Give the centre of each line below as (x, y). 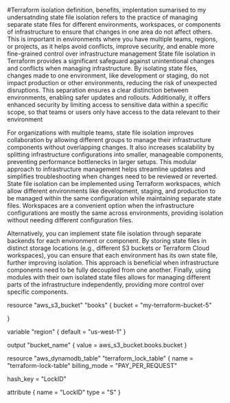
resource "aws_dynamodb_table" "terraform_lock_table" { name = (100, 358)
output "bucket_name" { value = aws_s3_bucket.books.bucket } (97, 345)
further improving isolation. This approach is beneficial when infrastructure (113, 263)
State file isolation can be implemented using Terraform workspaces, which (114, 184)
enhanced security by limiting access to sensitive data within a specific (107, 105)
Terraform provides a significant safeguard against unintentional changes (111, 61)
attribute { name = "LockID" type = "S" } (64, 392)
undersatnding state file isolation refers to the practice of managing (102, 17)
